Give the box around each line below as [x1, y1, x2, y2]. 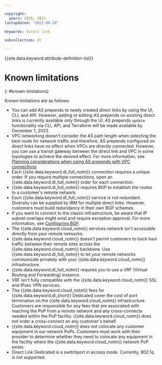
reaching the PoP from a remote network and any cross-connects [11, 308, 143, 314]
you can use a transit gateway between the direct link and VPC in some [11, 148, 154, 154]
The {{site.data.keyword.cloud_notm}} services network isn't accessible [11, 226, 156, 232]
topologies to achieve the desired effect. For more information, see [11, 154, 145, 159]
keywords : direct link [4, 29, 50, 34]
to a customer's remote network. [11, 190, 77, 195]
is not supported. [11, 354, 46, 360]
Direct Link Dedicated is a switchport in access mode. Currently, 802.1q [11, 349, 154, 355]
